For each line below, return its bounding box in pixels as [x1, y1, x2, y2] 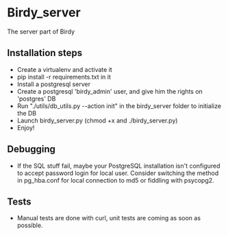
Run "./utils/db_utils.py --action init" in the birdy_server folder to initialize [16, 101, 221, 110]
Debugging [7, 144, 56, 155]
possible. [16, 221, 43, 230]
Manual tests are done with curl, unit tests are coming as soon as [16, 214, 201, 222]
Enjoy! [16, 123, 35, 131]
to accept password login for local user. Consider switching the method [16, 169, 219, 177]
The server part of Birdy [7, 27, 75, 36]
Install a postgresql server [16, 80, 91, 88]
